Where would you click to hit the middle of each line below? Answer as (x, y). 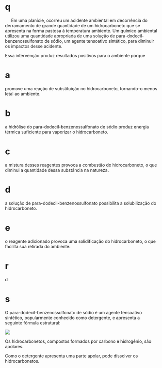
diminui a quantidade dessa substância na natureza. (57, 170)
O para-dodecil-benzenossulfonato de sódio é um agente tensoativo (73, 312)
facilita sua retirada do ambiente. (38, 246)
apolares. (14, 346)
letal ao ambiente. (23, 94)
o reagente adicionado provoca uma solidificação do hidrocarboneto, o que (81, 241)
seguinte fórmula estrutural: (33, 323)
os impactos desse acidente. (34, 46)
